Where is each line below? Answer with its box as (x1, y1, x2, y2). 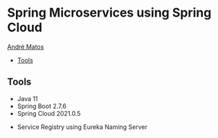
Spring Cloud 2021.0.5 (17, 109, 81, 117)
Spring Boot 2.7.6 (17, 102, 67, 110)
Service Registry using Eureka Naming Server (17, 123, 147, 131)
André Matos (7, 42, 44, 51)
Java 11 (17, 94, 38, 103)
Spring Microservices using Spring (7, 5, 212, 21)
